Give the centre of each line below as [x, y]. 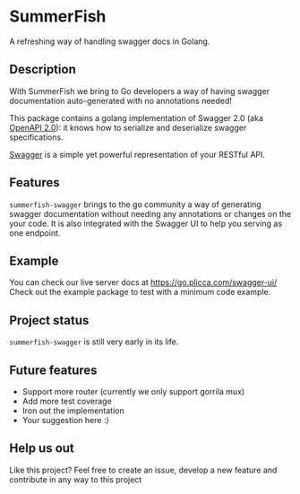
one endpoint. [35, 233]
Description [43, 69]
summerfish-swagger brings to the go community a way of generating [135, 204]
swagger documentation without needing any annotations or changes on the [150, 213]
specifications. [37, 137]
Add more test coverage [67, 401]
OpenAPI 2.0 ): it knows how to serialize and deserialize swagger [128, 127]
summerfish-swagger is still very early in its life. [94, 342]
